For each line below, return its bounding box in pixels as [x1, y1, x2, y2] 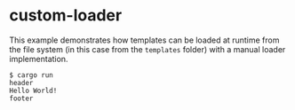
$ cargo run [9, 70, 53, 80]
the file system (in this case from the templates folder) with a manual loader [9, 43, 286, 54]
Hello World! [9, 86, 58, 95]
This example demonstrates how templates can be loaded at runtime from [9, 35, 280, 45]
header [9, 78, 34, 87]
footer [9, 94, 34, 103]
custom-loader [9, 5, 123, 26]
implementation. [9, 53, 68, 64]
